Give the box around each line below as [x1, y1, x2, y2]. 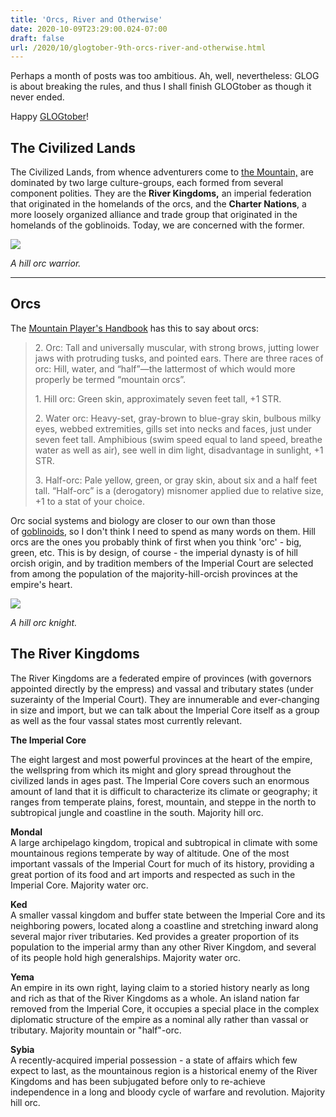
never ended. [10, 91, 65, 103]
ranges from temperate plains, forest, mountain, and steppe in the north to [10, 796, 317, 808]
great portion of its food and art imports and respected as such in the [10, 868, 296, 880]
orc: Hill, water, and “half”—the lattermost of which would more [34, 362, 296, 375]
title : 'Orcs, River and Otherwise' [10, 14, 163, 25]
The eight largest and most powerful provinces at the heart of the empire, [10, 753, 313, 765]
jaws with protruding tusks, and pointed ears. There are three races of [34, 352, 324, 364]
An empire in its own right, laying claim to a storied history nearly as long [10, 981, 310, 993]
